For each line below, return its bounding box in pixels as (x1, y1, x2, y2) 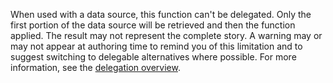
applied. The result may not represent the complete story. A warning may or (10, 30, 323, 41)
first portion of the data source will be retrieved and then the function (10, 19, 296, 31)
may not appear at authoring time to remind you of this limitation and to (10, 40, 303, 52)
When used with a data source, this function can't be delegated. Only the (10, 9, 312, 20)
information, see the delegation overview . (10, 62, 181, 73)
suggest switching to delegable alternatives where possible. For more (10, 51, 297, 63)
